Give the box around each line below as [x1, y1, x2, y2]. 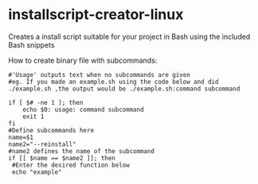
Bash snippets [8, 40, 55, 49]
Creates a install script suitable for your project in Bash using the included [8, 32, 251, 41]
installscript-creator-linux [8, 6, 184, 24]
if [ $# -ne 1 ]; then [8, 98, 84, 106]
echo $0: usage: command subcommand [22, 105, 145, 113]
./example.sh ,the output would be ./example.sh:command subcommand [8, 85, 240, 93]
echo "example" [11, 168, 62, 176]
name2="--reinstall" [8, 140, 77, 148]
